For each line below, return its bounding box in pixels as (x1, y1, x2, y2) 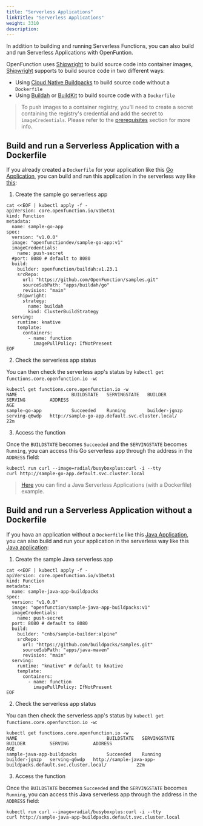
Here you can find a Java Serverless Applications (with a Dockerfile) (21, 481, 192, 489)
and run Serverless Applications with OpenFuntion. (6, 49, 133, 56)
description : (6, 25, 39, 32)
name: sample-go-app (12, 224, 64, 230)
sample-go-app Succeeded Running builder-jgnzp (6, 408, 183, 414)
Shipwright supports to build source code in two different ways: (6, 67, 165, 75)
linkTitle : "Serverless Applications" (6, 15, 104, 21)
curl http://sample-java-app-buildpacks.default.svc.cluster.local (6, 814, 181, 820)
